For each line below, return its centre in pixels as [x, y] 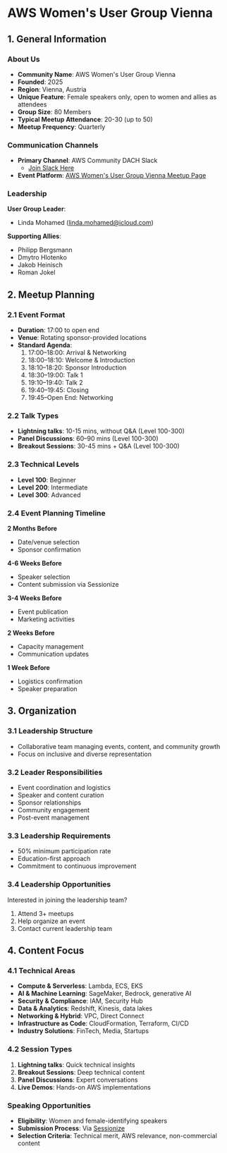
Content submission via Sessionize [68, 585]
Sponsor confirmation [49, 550]
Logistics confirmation [50, 681]
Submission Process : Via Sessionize [71, 1128]
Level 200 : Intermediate [53, 487]
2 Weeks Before [31, 633]
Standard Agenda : [45, 345]
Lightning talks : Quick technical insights [76, 1064]
